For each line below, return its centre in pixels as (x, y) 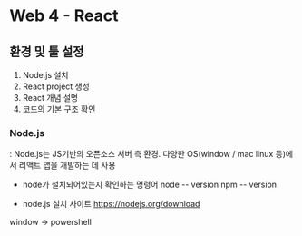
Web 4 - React (64, 16)
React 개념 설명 (50, 98)
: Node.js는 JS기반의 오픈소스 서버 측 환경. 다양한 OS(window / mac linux (141, 154)
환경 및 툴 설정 (47, 51)
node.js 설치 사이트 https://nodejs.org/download (111, 204)
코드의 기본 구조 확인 (59, 109)
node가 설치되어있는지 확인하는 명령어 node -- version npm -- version (150, 185)
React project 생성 (56, 86)
